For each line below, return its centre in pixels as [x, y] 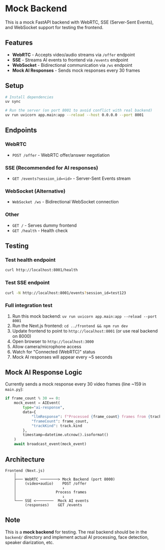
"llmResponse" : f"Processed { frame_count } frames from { [91, 416]
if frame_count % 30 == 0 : [33, 398]
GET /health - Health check [40, 230]
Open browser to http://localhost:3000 [53, 341]
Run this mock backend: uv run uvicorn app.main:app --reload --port [84, 316]
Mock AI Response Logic [44, 372]
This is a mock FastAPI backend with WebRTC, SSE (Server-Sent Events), [79, 22]
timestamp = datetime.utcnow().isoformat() [66, 435]
